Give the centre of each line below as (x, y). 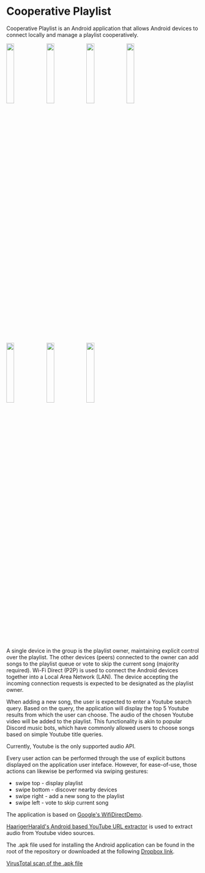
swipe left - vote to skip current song (62, 802)
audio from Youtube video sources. (50, 832)
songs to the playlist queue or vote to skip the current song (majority (93, 664)
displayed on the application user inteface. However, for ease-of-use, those (102, 764)
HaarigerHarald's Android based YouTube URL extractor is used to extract (99, 826)
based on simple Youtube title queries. (55, 734)
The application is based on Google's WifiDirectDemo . (75, 814)
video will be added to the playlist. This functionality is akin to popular (94, 721)
